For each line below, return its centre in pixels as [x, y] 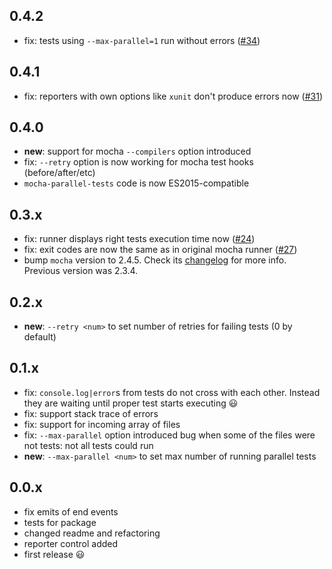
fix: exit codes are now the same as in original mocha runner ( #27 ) [160, 250]
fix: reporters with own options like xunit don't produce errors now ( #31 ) [173, 96]
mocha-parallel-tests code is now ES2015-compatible [136, 183]
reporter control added [71, 543]
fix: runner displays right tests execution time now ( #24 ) [139, 239]
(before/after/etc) [59, 173]
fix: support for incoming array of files [102, 424]
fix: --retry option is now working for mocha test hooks [138, 162]
